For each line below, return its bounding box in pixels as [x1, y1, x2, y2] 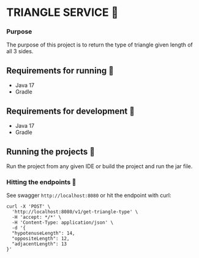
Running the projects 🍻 [6, 146, 96, 157]
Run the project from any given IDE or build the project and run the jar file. [6, 162, 193, 170]
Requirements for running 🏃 [6, 65, 115, 76]
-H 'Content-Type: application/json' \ [12, 219, 114, 226]
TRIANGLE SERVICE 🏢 [6, 6, 119, 20]
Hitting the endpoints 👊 [6, 177, 77, 186]
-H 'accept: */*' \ [12, 214, 62, 221]
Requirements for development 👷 [6, 106, 135, 116]
